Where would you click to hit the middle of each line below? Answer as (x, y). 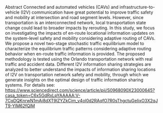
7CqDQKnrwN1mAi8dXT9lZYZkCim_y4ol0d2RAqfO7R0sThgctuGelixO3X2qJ (81, 101)
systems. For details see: (30, 85)
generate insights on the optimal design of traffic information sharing (74, 80)
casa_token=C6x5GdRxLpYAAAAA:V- (43, 95)
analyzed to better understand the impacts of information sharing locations (81, 69)
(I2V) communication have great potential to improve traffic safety (87, 12)
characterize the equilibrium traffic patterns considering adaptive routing (78, 49)
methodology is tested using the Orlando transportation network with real (79, 59)
